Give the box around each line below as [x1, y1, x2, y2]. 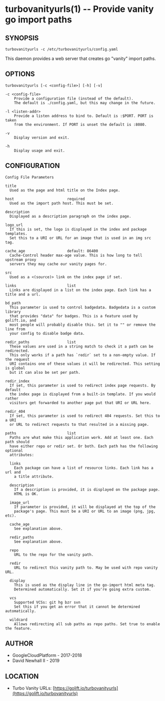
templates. [5, 231, 28, 236]
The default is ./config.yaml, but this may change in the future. [14, 100, 156, 105]
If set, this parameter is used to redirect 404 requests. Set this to [9, 413, 161, 418]
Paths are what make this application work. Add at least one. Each [9, 435, 154, 440]
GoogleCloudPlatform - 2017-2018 [12, 652, 82, 658]
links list [5, 283, 77, 288]
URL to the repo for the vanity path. [14, 552, 94, 557]
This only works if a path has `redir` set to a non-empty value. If [9, 352, 156, 357]
